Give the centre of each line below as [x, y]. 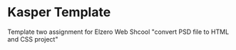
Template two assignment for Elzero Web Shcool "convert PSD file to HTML [118, 32]
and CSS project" [33, 39]
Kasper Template [59, 12]
